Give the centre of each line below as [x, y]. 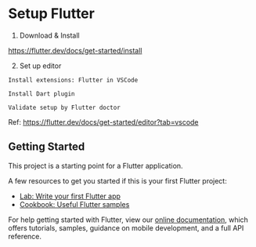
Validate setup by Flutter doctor [65, 107]
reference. [25, 236]
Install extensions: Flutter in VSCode [73, 80]
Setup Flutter [52, 14]
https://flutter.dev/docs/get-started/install [75, 50]
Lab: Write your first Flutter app [70, 196]
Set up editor [40, 65]
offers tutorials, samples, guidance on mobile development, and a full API [126, 227]
